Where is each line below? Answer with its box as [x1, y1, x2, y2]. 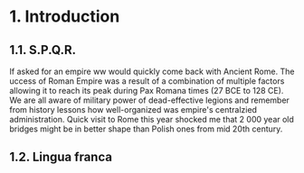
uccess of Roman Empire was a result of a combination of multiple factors [9, 76, 285, 86]
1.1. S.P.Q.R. [9, 42, 77, 58]
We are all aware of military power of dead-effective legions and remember [9, 95, 290, 105]
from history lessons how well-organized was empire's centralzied [9, 105, 258, 114]
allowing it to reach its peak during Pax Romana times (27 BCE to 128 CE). [9, 86, 284, 96]
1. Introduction [9, 6, 120, 27]
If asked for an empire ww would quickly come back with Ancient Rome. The [9, 66, 295, 77]
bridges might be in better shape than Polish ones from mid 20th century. [9, 123, 283, 134]
